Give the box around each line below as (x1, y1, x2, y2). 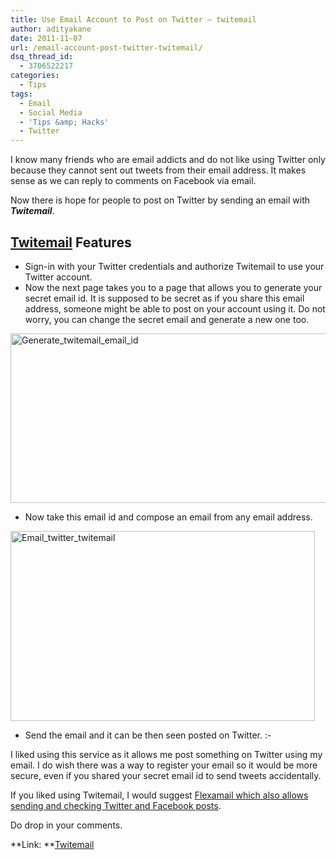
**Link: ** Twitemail (10, 838, 95, 850)
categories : (10, 71, 60, 81)
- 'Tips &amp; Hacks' (19, 117, 110, 127)
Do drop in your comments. (10, 819, 123, 831)
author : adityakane (10, 24, 92, 34)
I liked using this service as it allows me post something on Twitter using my (10, 748, 323, 760)
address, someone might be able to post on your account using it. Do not (24, 302, 326, 315)
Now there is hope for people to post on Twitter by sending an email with (10, 194, 310, 206)
